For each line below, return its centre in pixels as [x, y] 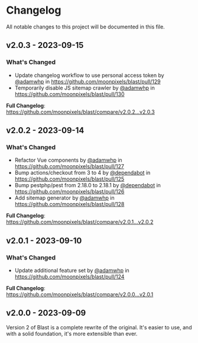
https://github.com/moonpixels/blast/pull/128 [69, 204]
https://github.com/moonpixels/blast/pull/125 [69, 179]
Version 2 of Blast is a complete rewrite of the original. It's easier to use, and [99, 327]
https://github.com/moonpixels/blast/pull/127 [69, 166]
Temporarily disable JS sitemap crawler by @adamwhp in [85, 88]
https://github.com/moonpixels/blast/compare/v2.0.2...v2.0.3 [80, 112]
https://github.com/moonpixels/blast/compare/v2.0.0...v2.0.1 [80, 294]
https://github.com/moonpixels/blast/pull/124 [69, 277]
